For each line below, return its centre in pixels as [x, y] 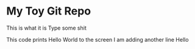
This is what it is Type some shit [46, 28]
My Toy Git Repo [49, 11]
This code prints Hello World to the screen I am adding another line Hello [97, 39]
